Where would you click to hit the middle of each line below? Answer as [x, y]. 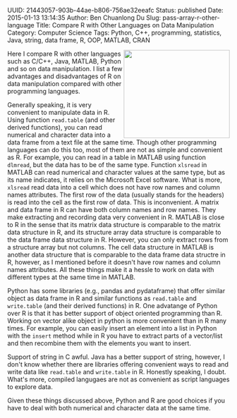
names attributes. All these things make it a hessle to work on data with [111, 270]
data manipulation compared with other [65, 84]
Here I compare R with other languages [64, 54]
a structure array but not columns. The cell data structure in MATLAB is [110, 247]
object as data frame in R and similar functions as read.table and [102, 298]
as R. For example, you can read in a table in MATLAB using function [107, 157]
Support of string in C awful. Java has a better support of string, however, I [116, 357]
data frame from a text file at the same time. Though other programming [112, 142]
